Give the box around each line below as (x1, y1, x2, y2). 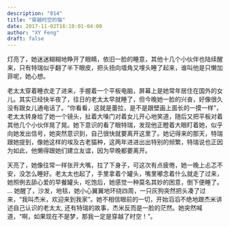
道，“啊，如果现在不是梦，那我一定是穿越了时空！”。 (7, 213, 157, 221)
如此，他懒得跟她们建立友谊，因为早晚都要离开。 (12, 146, 151, 155)
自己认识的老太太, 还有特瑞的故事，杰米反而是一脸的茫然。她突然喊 (12, 204, 203, 212)
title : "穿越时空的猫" (7, 16, 66, 23)
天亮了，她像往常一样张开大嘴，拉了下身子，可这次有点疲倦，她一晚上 (7, 161, 205, 170)
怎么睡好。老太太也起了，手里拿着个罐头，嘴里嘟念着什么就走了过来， (25, 170, 223, 178)
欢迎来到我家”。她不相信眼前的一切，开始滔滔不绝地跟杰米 (51, 196, 217, 204)
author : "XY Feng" (7, 29, 60, 36)
